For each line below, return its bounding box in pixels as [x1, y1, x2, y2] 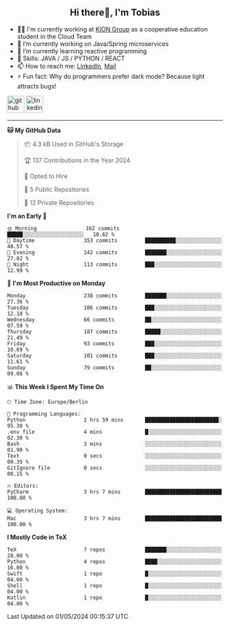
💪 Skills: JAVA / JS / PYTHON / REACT [16, 54, 125, 62]
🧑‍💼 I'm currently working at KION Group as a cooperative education [16, 25, 208, 33]
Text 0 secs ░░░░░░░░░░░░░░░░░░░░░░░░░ [7, 452, 222, 459]
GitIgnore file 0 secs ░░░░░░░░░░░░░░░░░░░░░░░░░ [7, 464, 222, 471]
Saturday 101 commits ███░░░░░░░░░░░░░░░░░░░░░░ [7, 352, 222, 359]
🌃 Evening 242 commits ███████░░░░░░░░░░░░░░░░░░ [7, 249, 222, 256]
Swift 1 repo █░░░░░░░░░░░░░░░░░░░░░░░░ [7, 570, 222, 577]
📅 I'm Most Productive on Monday [7, 279, 106, 287]
